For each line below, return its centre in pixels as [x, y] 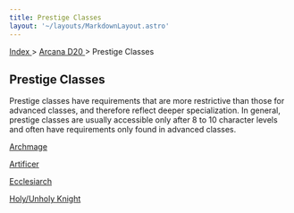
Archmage [28, 147]
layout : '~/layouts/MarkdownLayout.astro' [89, 26]
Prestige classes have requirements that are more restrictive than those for [147, 101]
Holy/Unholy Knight [45, 199]
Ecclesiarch [30, 182]
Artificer [25, 164]
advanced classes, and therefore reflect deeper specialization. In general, [145, 111]
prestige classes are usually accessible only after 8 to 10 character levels [144, 120]
